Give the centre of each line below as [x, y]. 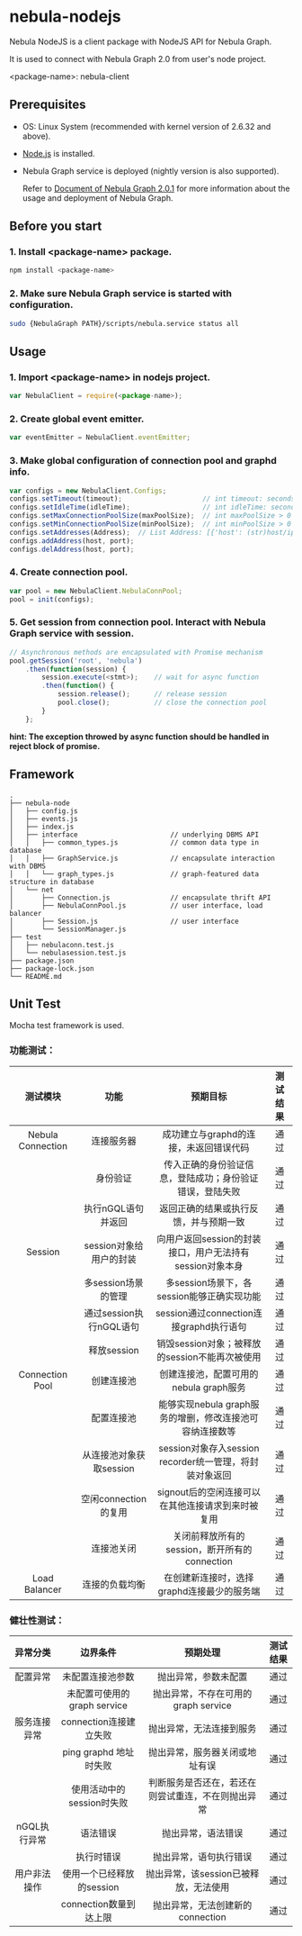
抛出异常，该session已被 [198, 1873]
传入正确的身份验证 [204, 1164]
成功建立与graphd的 [204, 1134]
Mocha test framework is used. [67, 1026]
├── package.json [42, 961]
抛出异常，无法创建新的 [202, 1904]
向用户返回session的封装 [209, 1238]
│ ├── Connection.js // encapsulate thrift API [140, 898]
